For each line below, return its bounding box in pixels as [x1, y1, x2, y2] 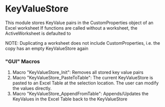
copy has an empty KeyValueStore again [5, 45, 88, 51]
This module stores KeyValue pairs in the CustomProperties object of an [5, 20, 153, 26]
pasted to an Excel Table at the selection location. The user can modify [12, 80, 159, 86]
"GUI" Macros [5, 58, 40, 65]
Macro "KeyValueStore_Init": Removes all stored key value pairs [12, 69, 143, 75]
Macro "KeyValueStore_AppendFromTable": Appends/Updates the [12, 91, 149, 97]
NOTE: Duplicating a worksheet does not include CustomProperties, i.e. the [5, 40, 160, 46]
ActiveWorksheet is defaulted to [5, 30, 71, 36]
